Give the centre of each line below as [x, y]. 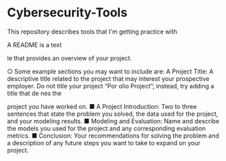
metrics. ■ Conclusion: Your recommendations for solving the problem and [113, 136]
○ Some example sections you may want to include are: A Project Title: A [110, 71]
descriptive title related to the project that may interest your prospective [109, 78]
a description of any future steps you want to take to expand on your [104, 143]
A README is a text [35, 45]
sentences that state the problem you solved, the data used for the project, [113, 114]
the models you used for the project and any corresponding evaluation [106, 128]
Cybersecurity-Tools [67, 13]
